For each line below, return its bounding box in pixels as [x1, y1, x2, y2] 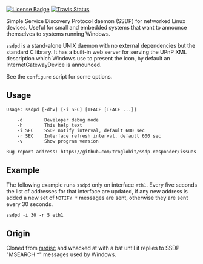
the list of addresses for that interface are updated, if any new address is [6, 187, 188, 195]
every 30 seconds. [6, 200, 53, 208]
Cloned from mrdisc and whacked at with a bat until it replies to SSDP [6, 245, 180, 252]
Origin [6, 228, 30, 239]
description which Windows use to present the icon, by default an [6, 55, 171, 62]
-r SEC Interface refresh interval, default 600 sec [17, 133, 162, 139]
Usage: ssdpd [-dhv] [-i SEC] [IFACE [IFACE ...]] [6, 106, 137, 112]
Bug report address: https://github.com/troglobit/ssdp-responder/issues [6, 149, 197, 155]
